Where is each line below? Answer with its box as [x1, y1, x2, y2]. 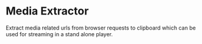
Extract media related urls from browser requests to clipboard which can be [5, 24, 196, 31]
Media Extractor [5, 4, 89, 18]
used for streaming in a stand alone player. [5, 30, 114, 37]
